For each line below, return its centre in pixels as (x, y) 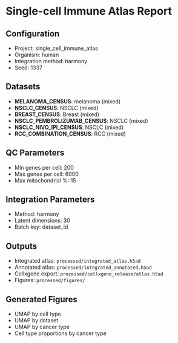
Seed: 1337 (28, 68)
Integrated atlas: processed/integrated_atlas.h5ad (77, 261)
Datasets (23, 87)
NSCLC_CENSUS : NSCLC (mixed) (56, 108)
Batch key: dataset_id (41, 227)
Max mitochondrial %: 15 (45, 180)
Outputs (21, 246)
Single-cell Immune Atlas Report (89, 11)
